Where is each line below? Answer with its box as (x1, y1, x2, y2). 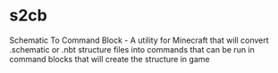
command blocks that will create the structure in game (9, 53, 210, 64)
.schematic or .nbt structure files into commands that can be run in (9, 44, 255, 54)
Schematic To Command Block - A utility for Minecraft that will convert (9, 35, 270, 45)
